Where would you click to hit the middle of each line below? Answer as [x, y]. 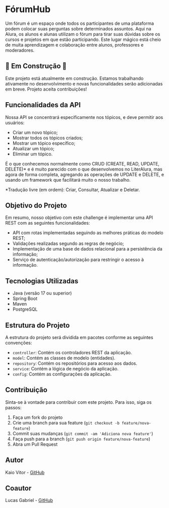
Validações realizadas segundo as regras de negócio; [68, 243]
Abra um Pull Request [35, 444]
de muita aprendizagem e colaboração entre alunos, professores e [74, 45]
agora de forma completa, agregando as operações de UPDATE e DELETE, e [85, 174]
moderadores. [20, 50]
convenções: [19, 343]
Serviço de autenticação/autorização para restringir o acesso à [78, 260]
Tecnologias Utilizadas [42, 281]
